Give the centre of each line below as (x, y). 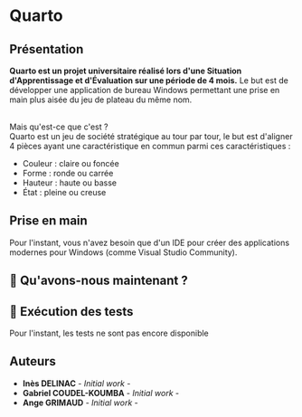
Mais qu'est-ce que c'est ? (59, 127)
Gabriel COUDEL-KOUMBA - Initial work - (100, 393)
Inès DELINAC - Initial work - (76, 383)
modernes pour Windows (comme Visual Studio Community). (123, 252)
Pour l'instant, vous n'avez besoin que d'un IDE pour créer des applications (150, 242)
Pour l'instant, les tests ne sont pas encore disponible (109, 333)
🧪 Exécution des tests (71, 312)
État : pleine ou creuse (64, 192)
